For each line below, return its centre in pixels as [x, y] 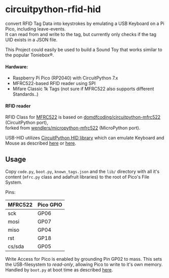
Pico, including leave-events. [36, 29]
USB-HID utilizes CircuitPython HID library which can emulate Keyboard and [85, 138]
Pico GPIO [50, 205]
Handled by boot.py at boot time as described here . [59, 270]
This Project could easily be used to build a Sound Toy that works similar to [84, 49]
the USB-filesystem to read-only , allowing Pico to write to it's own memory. [84, 265]
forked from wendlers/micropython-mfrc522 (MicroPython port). [73, 128]
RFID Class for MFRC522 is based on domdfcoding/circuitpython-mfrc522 [83, 117]
